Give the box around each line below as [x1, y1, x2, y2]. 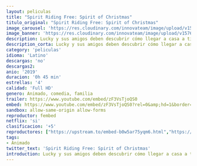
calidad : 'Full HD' [6, 85, 54, 91]
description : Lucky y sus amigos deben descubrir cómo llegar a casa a [6, 36, 185, 42]
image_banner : [6, 31, 41, 36]
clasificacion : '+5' [6, 124, 57, 130]
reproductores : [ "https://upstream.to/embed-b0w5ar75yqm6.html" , [6, 129, 169, 135]
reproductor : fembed [6, 112, 57, 118]
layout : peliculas [6, 8, 51, 15]
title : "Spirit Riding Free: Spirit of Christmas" [6, 14, 133, 20]
